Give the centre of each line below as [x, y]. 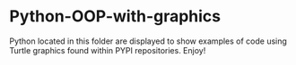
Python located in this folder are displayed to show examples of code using [148, 41]
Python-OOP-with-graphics [115, 16]
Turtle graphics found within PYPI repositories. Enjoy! [108, 50]
